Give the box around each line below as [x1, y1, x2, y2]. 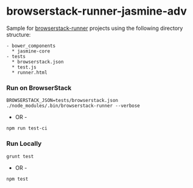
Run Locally [6, 139, 42, 148]
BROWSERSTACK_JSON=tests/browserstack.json [6, 98, 119, 104]
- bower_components [6, 43, 56, 49]
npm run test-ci [6, 125, 47, 132]
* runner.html [12, 69, 47, 76]
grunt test [6, 153, 34, 159]
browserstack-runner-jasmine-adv [6, 4, 187, 18]
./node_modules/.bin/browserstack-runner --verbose [6, 103, 140, 109]
